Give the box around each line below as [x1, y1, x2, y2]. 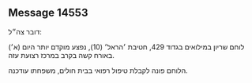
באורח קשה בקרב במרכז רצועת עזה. [8, 50, 115, 60]
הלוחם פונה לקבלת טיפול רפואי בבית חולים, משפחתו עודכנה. [8, 66, 188, 75]
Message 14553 [8, 6, 88, 20]
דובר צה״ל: [8, 27, 42, 36]
